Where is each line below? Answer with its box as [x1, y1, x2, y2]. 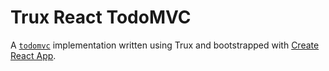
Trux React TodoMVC [10, 6, 192, 29]
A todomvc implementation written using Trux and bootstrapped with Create [10, 39, 320, 51]
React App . [10, 49, 57, 61]
